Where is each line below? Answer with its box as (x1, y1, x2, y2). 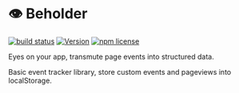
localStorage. (8, 76, 52, 85)
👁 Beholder (8, 5, 88, 23)
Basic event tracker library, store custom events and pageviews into (8, 67, 232, 76)
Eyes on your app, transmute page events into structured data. (8, 52, 214, 61)
